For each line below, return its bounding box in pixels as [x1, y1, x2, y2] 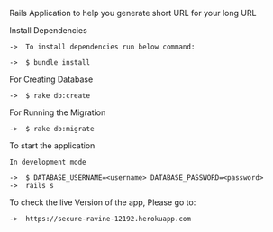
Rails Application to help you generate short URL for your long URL [9, 8, 257, 18]
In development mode [9, 157, 87, 166]
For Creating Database [9, 74, 94, 85]
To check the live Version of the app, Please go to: [9, 197, 196, 208]
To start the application [9, 140, 96, 151]
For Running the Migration [9, 107, 106, 118]
